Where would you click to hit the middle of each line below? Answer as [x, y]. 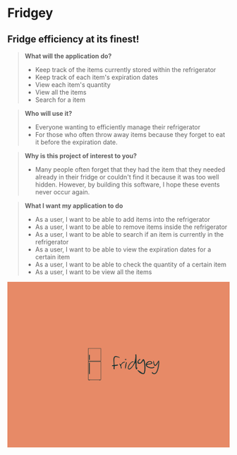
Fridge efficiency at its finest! [73, 39]
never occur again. [62, 192]
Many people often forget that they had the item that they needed [130, 170]
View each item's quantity [73, 85]
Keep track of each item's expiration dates [97, 77]
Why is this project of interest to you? [81, 156]
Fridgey [30, 13]
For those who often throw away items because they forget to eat [130, 135]
